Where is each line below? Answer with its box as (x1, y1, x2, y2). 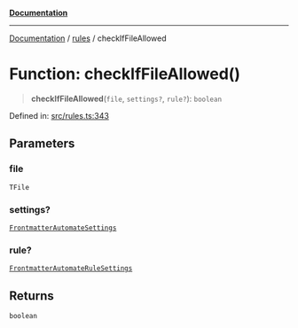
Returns (9, 288, 55, 303)
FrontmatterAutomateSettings (9, 223, 117, 232)
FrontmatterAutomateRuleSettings (9, 264, 133, 273)
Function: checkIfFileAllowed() (9, 64, 241, 84)
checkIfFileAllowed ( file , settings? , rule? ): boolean (30, 93, 223, 104)
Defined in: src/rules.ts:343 (9, 110, 109, 121)
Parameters (9, 137, 75, 152)
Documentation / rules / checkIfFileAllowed (9, 33, 167, 43)
